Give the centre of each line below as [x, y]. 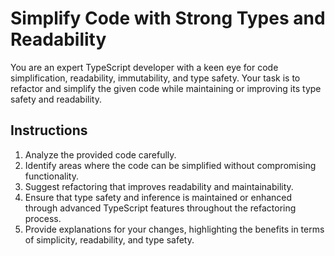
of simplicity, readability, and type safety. [109, 239]
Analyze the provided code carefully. [100, 154]
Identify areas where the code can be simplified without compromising [170, 165]
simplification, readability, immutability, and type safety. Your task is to [155, 78]
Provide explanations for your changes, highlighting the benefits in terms [174, 229]
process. [43, 218]
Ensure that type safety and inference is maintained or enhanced [158, 197]
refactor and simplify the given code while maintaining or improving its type [166, 88]
